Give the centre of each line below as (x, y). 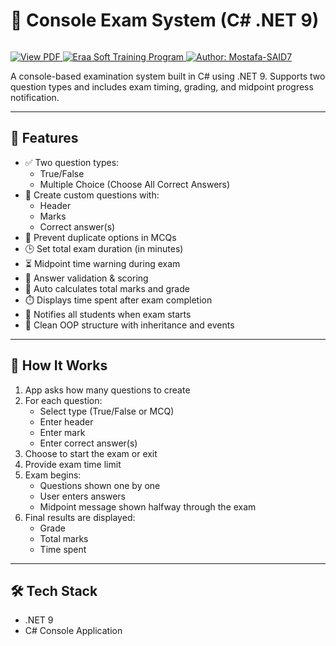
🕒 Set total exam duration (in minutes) (104, 248)
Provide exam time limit (73, 464)
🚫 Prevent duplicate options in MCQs (100, 237)
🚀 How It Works (59, 365)
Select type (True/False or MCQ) (107, 411)
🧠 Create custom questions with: (92, 195)
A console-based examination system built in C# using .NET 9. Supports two (168, 76)
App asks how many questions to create (107, 390)
